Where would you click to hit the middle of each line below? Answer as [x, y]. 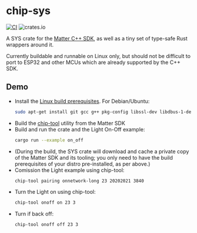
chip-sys [29, 11]
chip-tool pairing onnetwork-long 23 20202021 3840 [79, 181]
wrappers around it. [30, 45]
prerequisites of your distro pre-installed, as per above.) [82, 164]
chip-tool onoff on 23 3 [45, 203]
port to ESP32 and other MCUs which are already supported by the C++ [93, 62]
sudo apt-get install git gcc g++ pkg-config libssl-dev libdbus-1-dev [104, 112]
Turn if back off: [34, 214]
